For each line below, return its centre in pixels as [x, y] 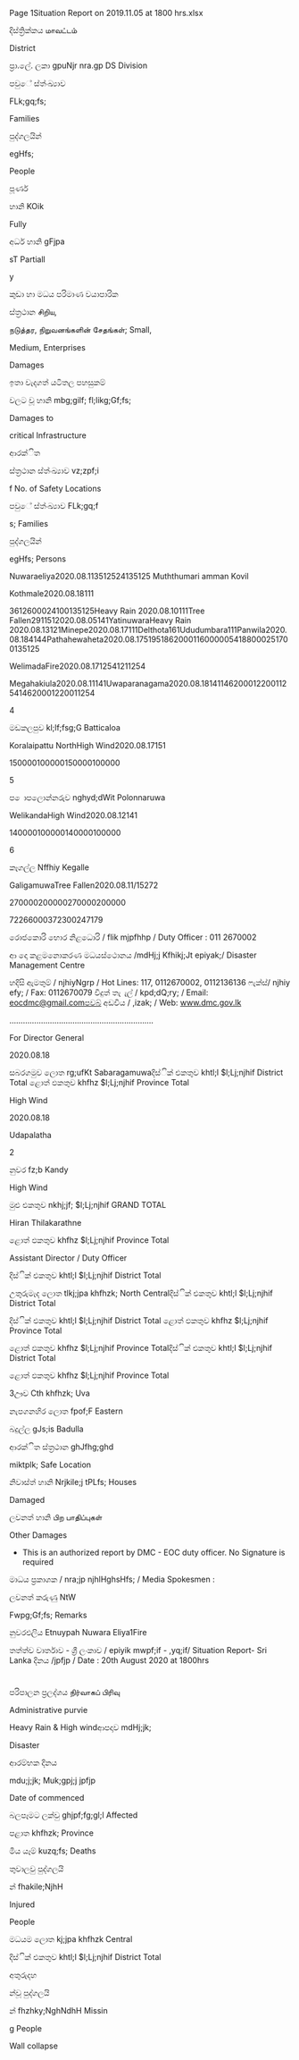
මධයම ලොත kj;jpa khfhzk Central [71, 1939]
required [38, 1562]
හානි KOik [27, 206]
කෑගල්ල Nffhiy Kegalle [49, 867]
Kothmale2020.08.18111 [52, 593]
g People [26, 2029]
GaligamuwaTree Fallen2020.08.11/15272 [84, 885]
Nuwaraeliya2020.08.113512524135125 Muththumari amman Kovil [129, 576]
